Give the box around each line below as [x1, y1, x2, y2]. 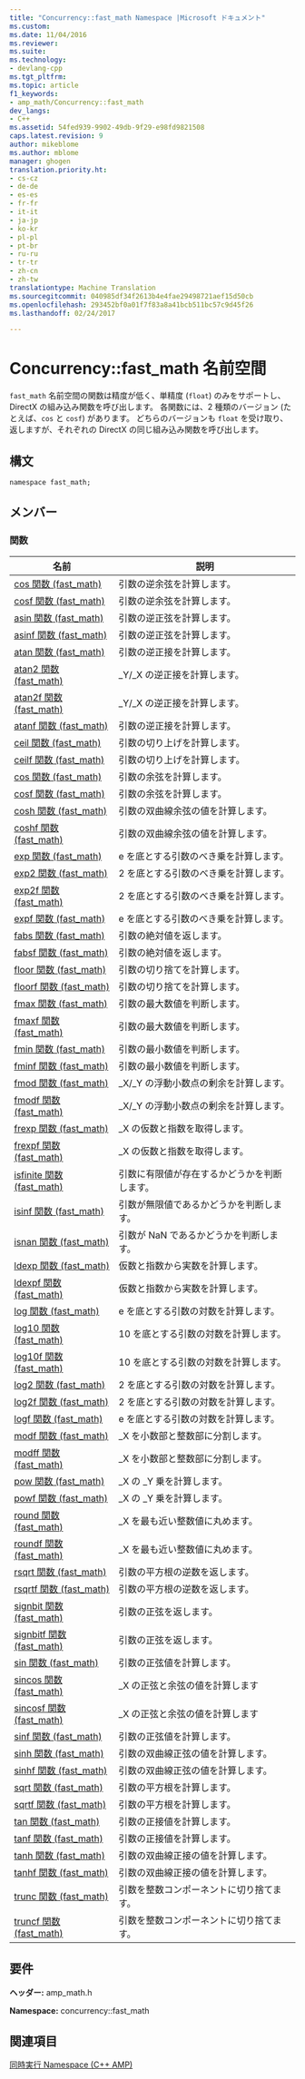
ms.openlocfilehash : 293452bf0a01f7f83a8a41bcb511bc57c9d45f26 [9, 300, 254, 309]
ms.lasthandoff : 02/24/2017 [9, 309, 116, 318]
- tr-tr [9, 258, 39, 268]
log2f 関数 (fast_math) [14, 1395, 109, 1407]
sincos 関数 [14, 1673, 64, 1686]
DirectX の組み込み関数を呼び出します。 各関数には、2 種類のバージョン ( [9, 401, 284, 413]
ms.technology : [9, 55, 67, 64]
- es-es [9, 191, 39, 200]
